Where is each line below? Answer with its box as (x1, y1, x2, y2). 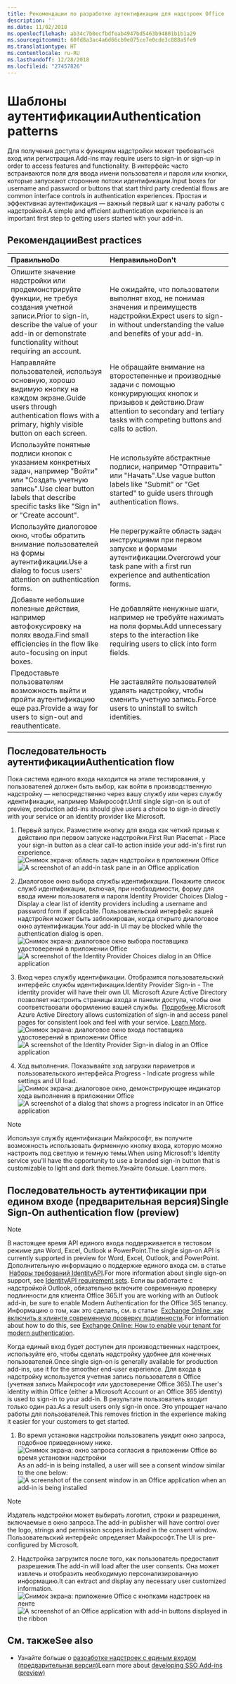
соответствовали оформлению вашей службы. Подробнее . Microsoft (17, 1003, 226, 1012)
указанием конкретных (11, 458, 91, 468)
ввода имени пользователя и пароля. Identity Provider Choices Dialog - (17, 892, 228, 901)
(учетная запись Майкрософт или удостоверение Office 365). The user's (7, 1380, 223, 1388)
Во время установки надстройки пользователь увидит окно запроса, (17, 1431, 226, 1439)
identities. (110, 712, 143, 722)
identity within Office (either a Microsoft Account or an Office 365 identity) (7, 1387, 223, 1396)
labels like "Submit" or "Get (110, 480, 200, 489)
